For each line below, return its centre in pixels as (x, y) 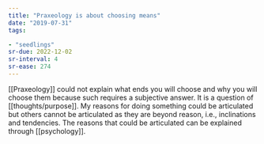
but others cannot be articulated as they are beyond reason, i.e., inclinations (132, 114)
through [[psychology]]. (47, 131)
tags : (17, 30)
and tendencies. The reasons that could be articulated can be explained (125, 123)
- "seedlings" (32, 44)
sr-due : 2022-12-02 (40, 52)
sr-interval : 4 (33, 59)
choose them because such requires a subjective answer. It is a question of (131, 97)
